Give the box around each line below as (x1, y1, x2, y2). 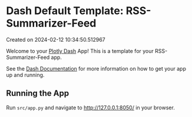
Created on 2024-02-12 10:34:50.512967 (6, 36, 106, 43)
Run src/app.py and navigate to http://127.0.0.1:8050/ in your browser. (6, 104, 175, 111)
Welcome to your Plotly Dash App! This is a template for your (6, 47, 154, 54)
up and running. (6, 71, 45, 78)
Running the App (6, 88, 69, 98)
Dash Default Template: (6, 4, 124, 18)
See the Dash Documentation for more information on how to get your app (6, 65, 187, 72)
